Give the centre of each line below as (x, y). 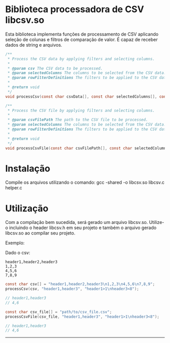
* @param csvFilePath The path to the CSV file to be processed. (78, 120)
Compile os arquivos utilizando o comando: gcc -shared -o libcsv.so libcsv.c (85, 182)
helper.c (14, 188)
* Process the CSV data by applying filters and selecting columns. (81, 59)
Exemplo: (15, 243)
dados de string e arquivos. (34, 45)
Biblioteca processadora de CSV (75, 9)
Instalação (28, 168)
